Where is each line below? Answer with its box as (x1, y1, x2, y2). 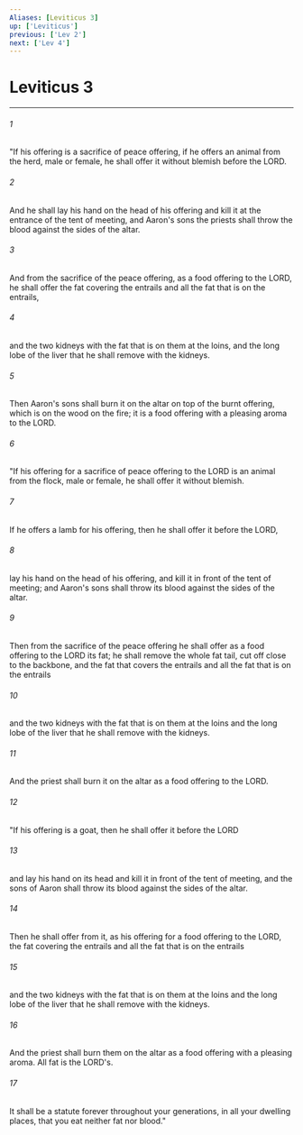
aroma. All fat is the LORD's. (9, 1057, 114, 1068)
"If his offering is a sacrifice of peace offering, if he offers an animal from (9, 146, 281, 158)
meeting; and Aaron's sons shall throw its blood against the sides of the (9, 582, 275, 593)
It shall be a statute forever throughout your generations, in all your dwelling (9, 1105, 291, 1116)
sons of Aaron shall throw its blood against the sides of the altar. (9, 883, 248, 893)
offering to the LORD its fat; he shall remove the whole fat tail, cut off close (9, 650, 287, 661)
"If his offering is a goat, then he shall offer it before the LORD (9, 824, 239, 835)
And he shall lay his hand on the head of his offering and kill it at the (9, 205, 262, 215)
